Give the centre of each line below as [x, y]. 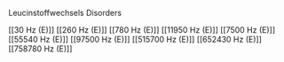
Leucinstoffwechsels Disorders [65, 13]
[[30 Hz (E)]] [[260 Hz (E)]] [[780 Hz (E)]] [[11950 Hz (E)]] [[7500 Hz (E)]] [142, 30]
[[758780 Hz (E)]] [40, 49]
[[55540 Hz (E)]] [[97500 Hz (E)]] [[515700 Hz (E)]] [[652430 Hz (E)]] [135, 39]
